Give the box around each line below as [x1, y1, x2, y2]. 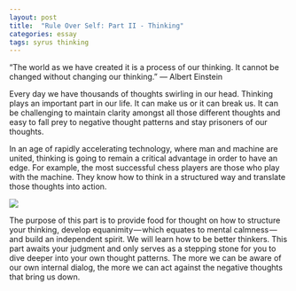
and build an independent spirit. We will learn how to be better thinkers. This [9, 234, 288, 245]
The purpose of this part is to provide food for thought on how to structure [9, 215, 281, 226]
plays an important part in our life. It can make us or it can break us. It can [9, 98, 279, 109]
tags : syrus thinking [9, 37, 90, 47]
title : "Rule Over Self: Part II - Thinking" [9, 21, 184, 30]
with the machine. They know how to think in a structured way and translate [9, 172, 286, 183]
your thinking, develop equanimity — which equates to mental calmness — [9, 224, 277, 235]
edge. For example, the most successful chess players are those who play [9, 162, 280, 173]
